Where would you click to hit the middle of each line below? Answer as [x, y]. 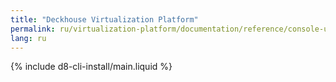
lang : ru [28, 38]
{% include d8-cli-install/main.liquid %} [91, 67]
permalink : [33, 29]
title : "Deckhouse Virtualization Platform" [104, 19]
